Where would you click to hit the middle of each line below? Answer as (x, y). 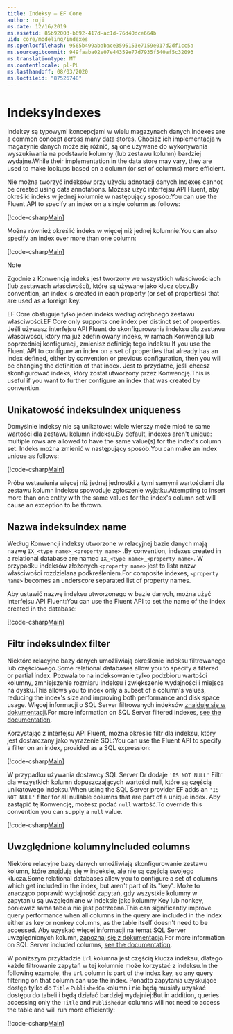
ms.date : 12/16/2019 (37, 26)
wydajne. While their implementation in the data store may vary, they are (110, 161)
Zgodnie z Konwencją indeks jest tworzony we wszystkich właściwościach (114, 279)
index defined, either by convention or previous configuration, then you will (114, 359)
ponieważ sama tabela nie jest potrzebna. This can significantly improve (109, 908)
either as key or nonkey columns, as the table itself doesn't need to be (107, 922)
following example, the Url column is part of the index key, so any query (110, 973)
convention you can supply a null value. (65, 811)
